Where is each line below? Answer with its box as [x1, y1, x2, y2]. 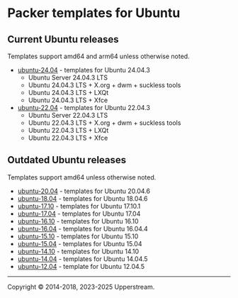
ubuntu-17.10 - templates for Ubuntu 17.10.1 [17, 202, 141, 210]
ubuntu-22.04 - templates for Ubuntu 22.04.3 [17, 104, 151, 111]
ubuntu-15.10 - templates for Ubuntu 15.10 [17, 232, 139, 241]
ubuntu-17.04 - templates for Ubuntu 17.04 [17, 209, 141, 218]
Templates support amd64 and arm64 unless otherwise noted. [7, 52, 190, 60]
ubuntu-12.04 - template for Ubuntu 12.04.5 [17, 262, 145, 270]
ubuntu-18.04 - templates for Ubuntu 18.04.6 [17, 194, 148, 203]
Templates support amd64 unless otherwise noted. [7, 172, 157, 182]
